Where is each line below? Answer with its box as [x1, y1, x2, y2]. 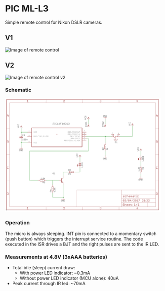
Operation [5, 219, 30, 226]
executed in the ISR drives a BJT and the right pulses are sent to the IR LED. [5, 241, 159, 247]
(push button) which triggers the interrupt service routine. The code [5, 236, 143, 242]
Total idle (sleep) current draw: [12, 265, 76, 271]
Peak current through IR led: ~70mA [12, 281, 85, 287]
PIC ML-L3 [5, 3, 49, 14]
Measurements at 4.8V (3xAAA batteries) [5, 253, 108, 260]
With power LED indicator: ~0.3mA [19, 270, 90, 276]
